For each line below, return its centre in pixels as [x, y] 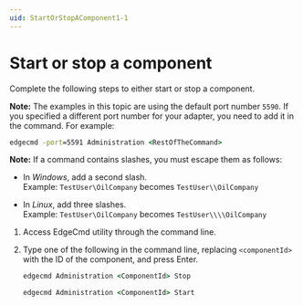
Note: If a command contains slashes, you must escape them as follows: [146, 160]
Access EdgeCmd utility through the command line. [119, 232]
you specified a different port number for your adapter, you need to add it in [152, 116]
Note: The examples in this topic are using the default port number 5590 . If [149, 106]
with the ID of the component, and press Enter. [110, 259]
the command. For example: [62, 125]
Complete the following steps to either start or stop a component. [132, 89]
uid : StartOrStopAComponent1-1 [69, 18]
